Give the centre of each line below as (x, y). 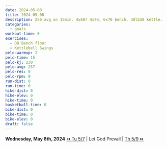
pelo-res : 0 (18, 72)
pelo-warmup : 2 (21, 53)
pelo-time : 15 (20, 57)
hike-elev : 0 (19, 95)
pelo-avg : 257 (20, 67)
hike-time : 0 (19, 100)
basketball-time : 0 (26, 105)
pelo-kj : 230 (19, 62)
